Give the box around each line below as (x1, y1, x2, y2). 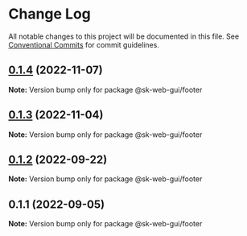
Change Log (8, 5, 91, 23)
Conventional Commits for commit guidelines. (8, 39, 159, 49)
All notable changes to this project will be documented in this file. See (8, 31, 240, 41)
